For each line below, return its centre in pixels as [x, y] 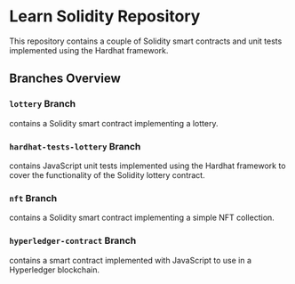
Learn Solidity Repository [105, 16]
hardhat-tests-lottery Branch [75, 146]
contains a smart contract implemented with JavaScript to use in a [130, 260]
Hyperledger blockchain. [55, 270]
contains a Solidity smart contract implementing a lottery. [114, 123]
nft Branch [33, 198]
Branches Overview [65, 79]
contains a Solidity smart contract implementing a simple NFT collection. [142, 218]
